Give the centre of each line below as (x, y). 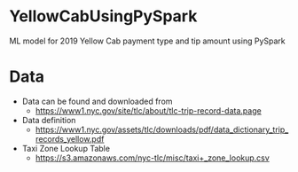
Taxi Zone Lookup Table (66, 148)
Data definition (49, 120)
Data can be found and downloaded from (97, 101)
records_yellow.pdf (70, 138)
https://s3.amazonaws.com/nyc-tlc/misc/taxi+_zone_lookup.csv (153, 158)
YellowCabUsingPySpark (103, 16)
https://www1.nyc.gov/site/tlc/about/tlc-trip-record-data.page (148, 110)
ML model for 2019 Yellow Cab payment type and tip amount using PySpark (147, 41)
